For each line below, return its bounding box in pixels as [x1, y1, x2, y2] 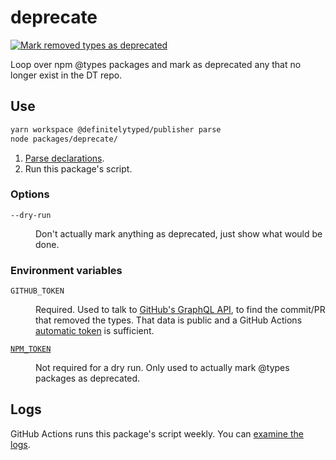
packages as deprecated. [35, 372, 141, 385]
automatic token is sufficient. [35, 325, 155, 337]
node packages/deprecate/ [10, 134, 118, 144]
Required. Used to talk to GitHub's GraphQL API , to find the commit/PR [35, 304, 326, 316]
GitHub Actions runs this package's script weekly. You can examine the [10, 427, 304, 440]
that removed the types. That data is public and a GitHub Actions [35, 314, 303, 326]
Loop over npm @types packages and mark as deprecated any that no [10, 58, 302, 70]
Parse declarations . [24, 152, 105, 164]
